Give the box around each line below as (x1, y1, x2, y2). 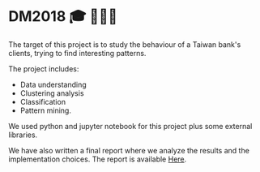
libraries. (8, 130, 38, 140)
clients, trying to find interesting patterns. (8, 48, 147, 58)
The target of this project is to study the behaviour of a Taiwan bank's (8, 39, 241, 49)
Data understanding (19, 80, 87, 89)
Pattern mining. (19, 105, 71, 115)
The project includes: (8, 63, 79, 74)
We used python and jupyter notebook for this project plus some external (8, 121, 253, 131)
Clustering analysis (19, 88, 84, 98)
